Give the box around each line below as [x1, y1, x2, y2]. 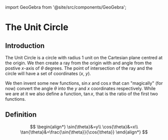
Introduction [5, 41, 45, 50]
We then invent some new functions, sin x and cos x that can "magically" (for [5, 80, 163, 86]
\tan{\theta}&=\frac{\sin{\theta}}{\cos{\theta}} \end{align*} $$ [19, 129, 148, 135]
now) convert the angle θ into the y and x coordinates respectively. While [5, 86, 156, 91]
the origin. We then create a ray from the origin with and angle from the [5, 60, 152, 66]
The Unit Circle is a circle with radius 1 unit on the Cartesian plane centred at [5, 55, 162, 60]
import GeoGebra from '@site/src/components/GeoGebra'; [5, 4, 126, 10]
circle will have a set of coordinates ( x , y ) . [5, 71, 91, 76]
